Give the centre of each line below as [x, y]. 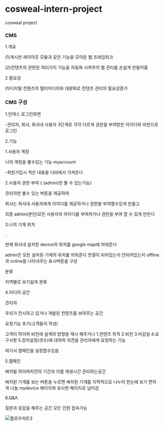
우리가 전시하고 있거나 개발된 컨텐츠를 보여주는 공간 [54, 313]
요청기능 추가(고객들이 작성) [32, 323]
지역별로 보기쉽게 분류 [26, 282]
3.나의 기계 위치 [20, 224]
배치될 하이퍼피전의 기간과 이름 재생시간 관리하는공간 [56, 371]
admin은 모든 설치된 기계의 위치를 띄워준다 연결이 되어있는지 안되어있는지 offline [82, 255]
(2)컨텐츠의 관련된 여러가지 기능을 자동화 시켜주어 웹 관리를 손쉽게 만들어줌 [77, 68]
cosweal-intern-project [54, 9]
